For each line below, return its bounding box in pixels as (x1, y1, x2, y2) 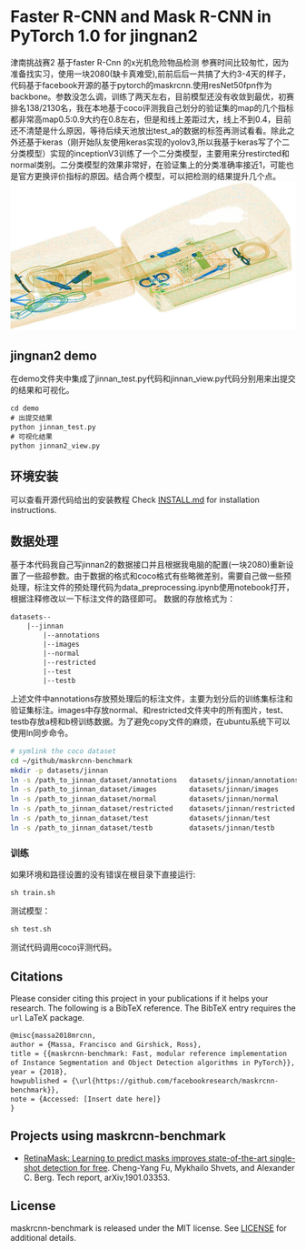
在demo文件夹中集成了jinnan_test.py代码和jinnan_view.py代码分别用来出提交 (10, 373, 296, 384)
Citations (10, 969, 64, 984)
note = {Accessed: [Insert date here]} (10, 1094, 162, 1104)
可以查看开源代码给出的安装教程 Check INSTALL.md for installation (10, 494, 260, 506)
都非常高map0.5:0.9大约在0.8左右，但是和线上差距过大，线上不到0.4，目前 (10, 114, 291, 125)
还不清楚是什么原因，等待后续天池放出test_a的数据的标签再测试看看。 (10, 125, 271, 136)
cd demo (10, 404, 40, 413)
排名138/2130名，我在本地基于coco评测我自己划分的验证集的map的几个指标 (10, 102, 294, 113)
